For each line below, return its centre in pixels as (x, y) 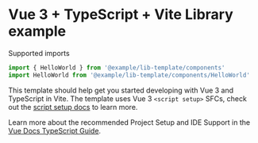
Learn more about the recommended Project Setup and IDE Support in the (129, 122)
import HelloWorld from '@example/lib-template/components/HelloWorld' (129, 75)
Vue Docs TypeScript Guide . (55, 130)
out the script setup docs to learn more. (73, 107)
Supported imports (39, 53)
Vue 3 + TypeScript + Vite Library (121, 15)
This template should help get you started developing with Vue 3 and (121, 90)
